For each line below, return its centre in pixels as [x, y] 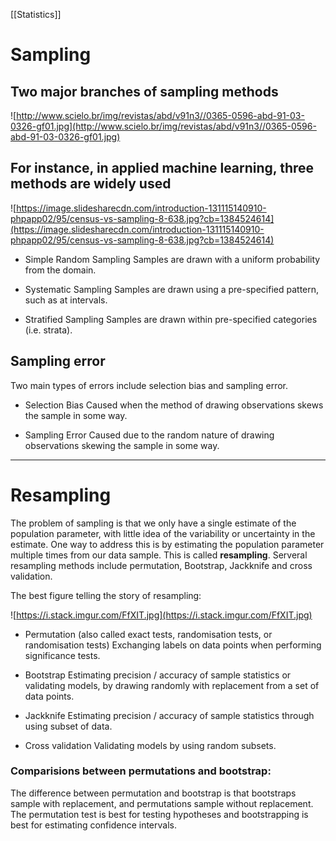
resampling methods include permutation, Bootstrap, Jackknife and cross [161, 565]
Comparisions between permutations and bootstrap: [141, 771]
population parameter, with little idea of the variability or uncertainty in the [163, 533]
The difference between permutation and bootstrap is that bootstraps [153, 793]
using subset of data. [68, 726]
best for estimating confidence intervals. [93, 825]
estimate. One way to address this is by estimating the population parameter [167, 544]
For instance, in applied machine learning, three [162, 168]
